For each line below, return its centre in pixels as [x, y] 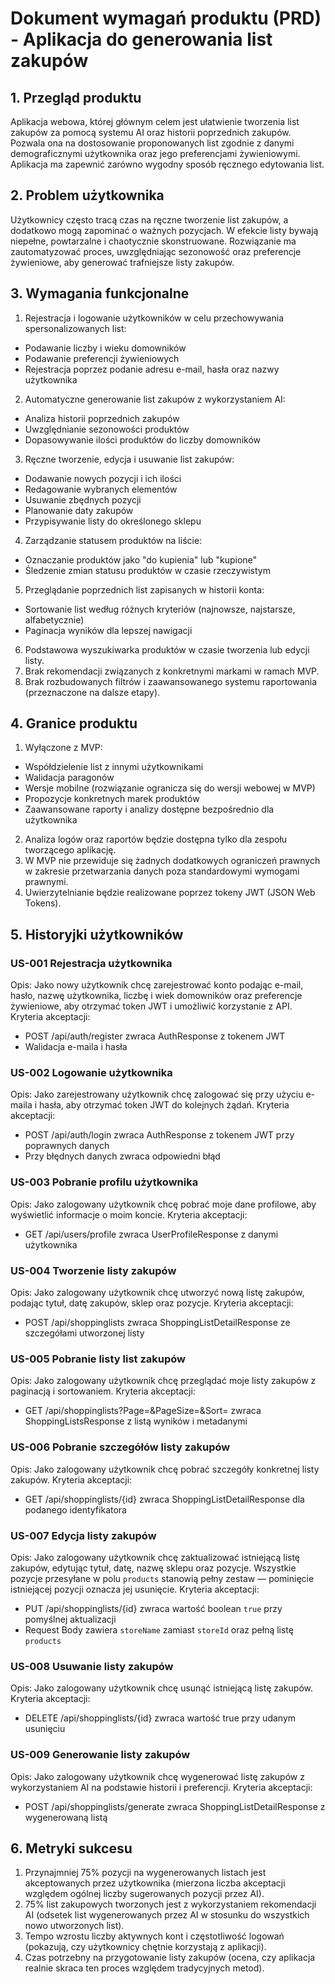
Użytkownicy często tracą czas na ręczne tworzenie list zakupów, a [149, 219]
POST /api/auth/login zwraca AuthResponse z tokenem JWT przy [159, 1135]
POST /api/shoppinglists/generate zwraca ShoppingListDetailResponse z [175, 1806]
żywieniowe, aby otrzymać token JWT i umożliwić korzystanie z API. [151, 1006]
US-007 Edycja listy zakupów [83, 1535]
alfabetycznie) [54, 619]
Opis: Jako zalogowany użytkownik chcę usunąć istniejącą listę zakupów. [161, 1688]
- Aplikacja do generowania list [141, 39]
